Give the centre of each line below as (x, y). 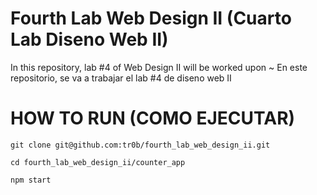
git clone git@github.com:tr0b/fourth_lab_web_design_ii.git (140, 145)
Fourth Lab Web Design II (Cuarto (151, 18)
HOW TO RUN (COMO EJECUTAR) (153, 118)
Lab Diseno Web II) (89, 39)
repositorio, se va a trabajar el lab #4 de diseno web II (121, 78)
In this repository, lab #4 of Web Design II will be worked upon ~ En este (159, 67)
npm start (31, 180)
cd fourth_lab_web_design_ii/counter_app (98, 162)
